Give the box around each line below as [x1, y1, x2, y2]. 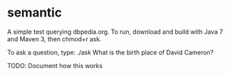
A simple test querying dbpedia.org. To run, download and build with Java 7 [7, 28, 223, 36]
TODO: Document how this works [7, 61, 103, 69]
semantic [7, 5, 62, 21]
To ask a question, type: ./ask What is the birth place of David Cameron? [7, 48, 214, 56]
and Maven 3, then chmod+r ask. [7, 34, 102, 43]
